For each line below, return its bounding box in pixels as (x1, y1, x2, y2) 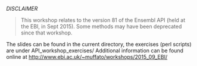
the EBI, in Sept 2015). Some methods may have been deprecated (20, 23, 182, 30)
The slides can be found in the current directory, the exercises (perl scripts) (6, 41, 192, 48)
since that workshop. (20, 29, 73, 36)
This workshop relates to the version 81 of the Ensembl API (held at (20, 17, 186, 23)
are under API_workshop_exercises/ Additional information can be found (6, 47, 183, 54)
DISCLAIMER (6, 5, 38, 12)
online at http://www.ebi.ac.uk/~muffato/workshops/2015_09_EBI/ (6, 54, 168, 60)
